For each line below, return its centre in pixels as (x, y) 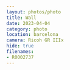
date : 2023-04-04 (28, 23)
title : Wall (21, 18)
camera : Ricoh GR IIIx (35, 40)
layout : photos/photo (34, 12)
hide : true (20, 46)
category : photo (27, 29)
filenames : (20, 52)
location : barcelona (33, 35)
